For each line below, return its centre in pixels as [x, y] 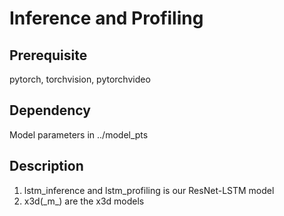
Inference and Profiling [106, 18]
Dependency [50, 110]
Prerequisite [48, 55]
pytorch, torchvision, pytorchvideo [80, 79]
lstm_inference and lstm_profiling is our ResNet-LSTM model [149, 190]
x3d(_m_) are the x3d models [84, 201]
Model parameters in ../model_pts [79, 134]
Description [46, 166]
